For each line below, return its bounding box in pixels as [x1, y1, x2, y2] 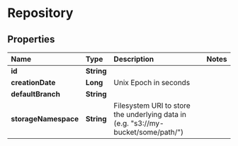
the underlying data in [113, 110, 186, 119]
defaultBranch [11, 89, 60, 99]
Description [113, 55, 154, 64]
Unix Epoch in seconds [113, 78, 191, 87]
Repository [7, 5, 74, 21]
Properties [7, 33, 55, 45]
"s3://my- [130, 118, 164, 128]
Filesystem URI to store [113, 101, 191, 111]
